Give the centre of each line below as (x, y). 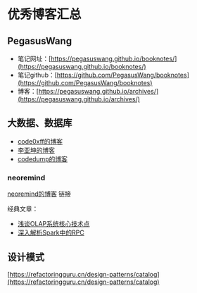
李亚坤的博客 (36, 150)
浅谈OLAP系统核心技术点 (53, 224)
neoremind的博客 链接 (39, 194)
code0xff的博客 (40, 141)
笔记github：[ (37, 75)
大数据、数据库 (40, 123)
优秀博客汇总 (45, 14)
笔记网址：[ (34, 58)
